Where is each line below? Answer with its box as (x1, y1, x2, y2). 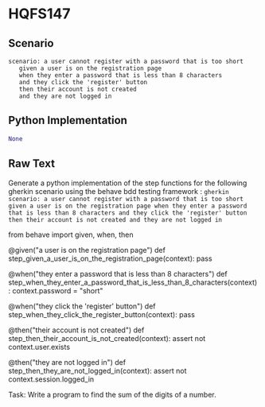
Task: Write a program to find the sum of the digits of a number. (8, 390, 216, 399)
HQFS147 (8, 5, 71, 23)
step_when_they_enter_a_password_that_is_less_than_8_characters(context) (8, 277, 258, 287)
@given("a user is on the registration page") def (8, 245, 166, 254)
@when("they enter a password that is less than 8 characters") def (8, 269, 228, 278)
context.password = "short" (11, 285, 103, 295)
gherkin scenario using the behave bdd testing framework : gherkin (8, 186, 229, 196)
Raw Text (8, 157, 56, 171)
